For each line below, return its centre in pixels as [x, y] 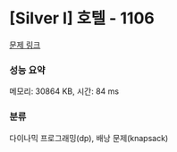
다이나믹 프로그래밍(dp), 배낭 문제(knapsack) [89, 138]
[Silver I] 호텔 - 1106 [82, 18]
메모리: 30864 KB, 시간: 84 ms [64, 91]
